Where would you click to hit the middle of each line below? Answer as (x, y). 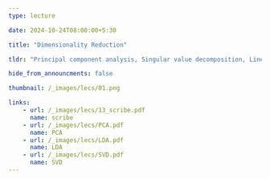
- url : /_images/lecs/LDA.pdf (74, 140)
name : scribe (51, 117)
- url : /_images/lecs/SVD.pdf (74, 155)
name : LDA (46, 148)
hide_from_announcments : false (61, 74)
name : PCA (46, 132)
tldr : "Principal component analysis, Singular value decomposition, (127, 59)
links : (19, 103)
